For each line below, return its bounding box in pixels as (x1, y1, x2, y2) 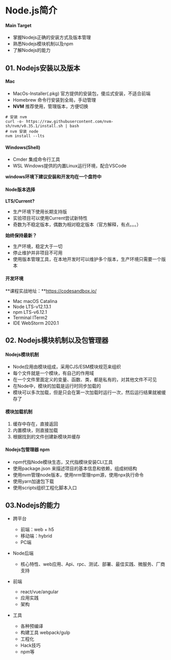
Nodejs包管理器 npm (5, 446, 50, 452)
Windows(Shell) (5, 144, 41, 150)
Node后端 (12, 550, 34, 556)
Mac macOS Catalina (12, 298, 58, 304)
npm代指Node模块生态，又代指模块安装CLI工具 (12, 459, 113, 465)
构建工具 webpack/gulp (20, 630, 70, 636)
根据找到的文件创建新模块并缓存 (12, 433, 81, 440)
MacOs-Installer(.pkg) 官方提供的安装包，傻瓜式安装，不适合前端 (12, 90, 150, 97)
